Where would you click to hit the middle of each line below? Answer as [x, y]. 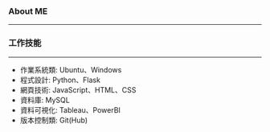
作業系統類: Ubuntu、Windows [71, 69]
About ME [28, 11]
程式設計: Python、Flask [60, 80]
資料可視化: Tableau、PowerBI [70, 109]
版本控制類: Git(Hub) [54, 120]
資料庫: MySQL [45, 100]
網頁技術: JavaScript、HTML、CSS [78, 89]
